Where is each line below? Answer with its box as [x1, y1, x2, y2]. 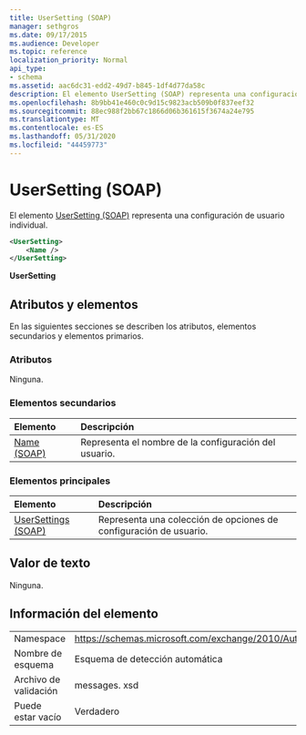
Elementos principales [9, 475, 111, 487]
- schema [9, 73, 43, 82]
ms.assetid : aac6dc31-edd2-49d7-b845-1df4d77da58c [9, 81, 206, 90]
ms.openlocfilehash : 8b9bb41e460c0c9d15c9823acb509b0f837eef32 [9, 97, 255, 107]
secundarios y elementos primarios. [9, 331, 144, 342]
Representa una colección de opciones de [98, 514, 279, 526]
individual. [9, 219, 48, 230]
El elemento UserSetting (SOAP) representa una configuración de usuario [9, 209, 285, 220]
